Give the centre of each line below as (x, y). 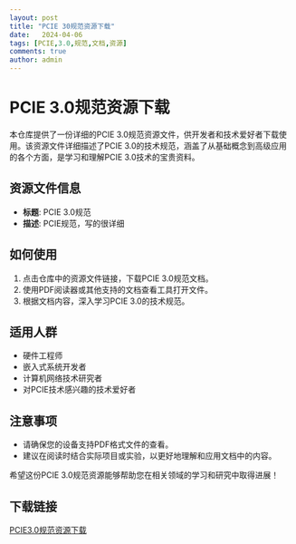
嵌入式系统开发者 (54, 367)
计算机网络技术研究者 (62, 378)
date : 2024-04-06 (46, 34)
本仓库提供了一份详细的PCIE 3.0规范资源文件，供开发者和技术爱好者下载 (144, 134)
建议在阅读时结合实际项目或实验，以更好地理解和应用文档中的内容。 (149, 456)
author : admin (36, 60)
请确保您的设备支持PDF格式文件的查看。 (98, 444)
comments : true (38, 52)
